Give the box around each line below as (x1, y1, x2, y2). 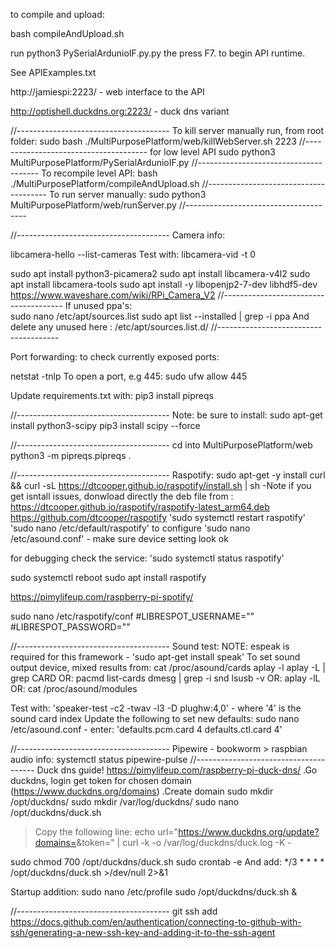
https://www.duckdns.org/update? (178, 826, 320, 838)
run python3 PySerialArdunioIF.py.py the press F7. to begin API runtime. (10, 47, 306, 59)
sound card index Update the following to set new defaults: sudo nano (10, 713, 300, 724)
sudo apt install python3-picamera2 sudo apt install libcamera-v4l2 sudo (10, 268, 311, 279)
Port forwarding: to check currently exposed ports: (10, 351, 220, 363)
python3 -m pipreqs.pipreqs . (10, 450, 132, 461)
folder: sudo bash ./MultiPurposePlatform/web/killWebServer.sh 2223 (10, 135, 297, 147)
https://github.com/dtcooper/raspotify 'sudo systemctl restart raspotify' (10, 512, 306, 523)
